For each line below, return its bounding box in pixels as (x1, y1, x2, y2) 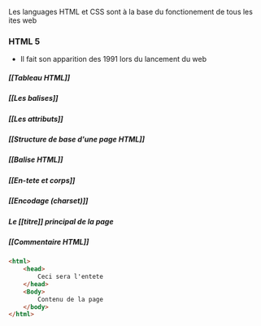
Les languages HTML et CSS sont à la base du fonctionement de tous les (8, 7, 254, 16)
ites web (8, 15, 37, 25)
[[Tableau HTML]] (8, 72, 71, 82)
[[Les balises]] (8, 93, 59, 103)
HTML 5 (8, 36, 41, 47)
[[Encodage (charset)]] (8, 196, 89, 206)
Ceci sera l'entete (37, 272, 104, 281)
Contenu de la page (37, 295, 104, 303)
